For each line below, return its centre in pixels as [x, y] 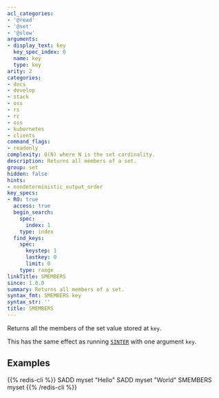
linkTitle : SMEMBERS [37, 277]
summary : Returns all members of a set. [66, 289]
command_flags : [29, 142]
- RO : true [23, 200]
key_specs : [23, 193]
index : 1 [38, 225]
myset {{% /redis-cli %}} [42, 387]
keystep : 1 [41, 251]
